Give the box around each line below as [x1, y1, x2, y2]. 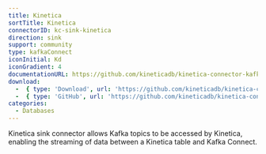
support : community [8, 41, 73, 49]
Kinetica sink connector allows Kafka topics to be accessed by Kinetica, [8, 129, 243, 138]
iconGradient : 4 [8, 63, 62, 71]
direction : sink [8, 33, 62, 42]
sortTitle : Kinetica [8, 19, 77, 27]
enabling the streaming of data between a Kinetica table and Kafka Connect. [8, 137, 257, 146]
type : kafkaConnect [8, 48, 73, 56]
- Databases [15, 107, 55, 115]
